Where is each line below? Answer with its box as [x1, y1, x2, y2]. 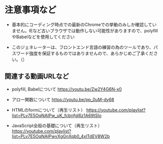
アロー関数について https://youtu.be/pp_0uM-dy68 [11, 96, 114, 102]
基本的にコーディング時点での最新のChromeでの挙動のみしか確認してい [11, 22, 157, 27]
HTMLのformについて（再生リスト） [11, 107, 85, 113]
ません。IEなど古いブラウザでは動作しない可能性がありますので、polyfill [11, 27, 158, 33]
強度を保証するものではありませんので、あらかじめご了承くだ [28, 50, 154, 56]
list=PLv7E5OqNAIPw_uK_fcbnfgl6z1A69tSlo [11, 112, 102, 118]
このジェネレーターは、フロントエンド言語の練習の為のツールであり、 [11, 44, 154, 50]
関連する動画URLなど [4, 72, 69, 81]
